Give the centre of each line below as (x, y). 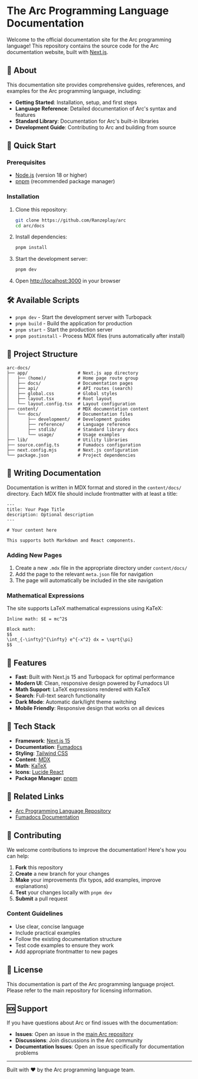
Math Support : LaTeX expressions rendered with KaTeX (83, 690)
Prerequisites (26, 163)
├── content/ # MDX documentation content (78, 409)
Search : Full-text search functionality (60, 696)
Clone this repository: (41, 209)
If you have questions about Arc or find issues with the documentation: (92, 1023)
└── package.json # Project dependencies (71, 455)
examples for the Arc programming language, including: (74, 91)
